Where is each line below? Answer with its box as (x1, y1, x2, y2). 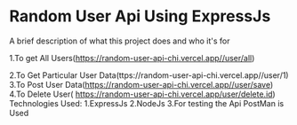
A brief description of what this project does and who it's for (9, 35, 230, 46)
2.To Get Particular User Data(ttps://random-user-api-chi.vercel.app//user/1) (9, 69, 289, 81)
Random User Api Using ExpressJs (9, 6, 271, 27)
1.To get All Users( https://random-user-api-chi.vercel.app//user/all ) (9, 52, 255, 63)
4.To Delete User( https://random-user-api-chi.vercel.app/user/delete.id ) (9, 89, 276, 99)
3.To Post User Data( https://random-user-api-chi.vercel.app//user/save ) (9, 79, 274, 90)
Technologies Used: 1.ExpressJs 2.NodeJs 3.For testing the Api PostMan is (9, 98, 285, 108)
